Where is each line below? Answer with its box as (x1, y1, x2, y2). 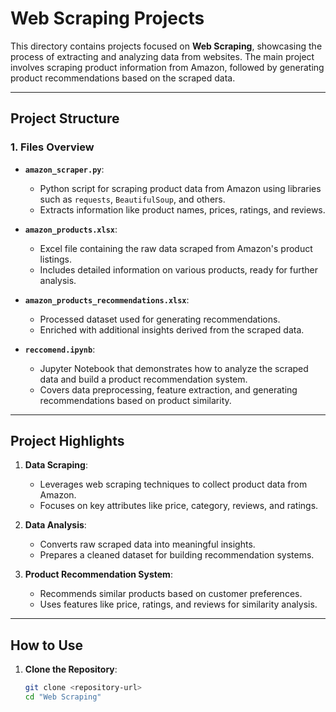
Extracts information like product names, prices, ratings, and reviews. (39, 203, 326, 216)
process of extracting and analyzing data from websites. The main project (10, 50, 315, 62)
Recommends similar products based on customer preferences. (39, 588, 303, 600)
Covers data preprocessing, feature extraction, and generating (39, 383, 298, 396)
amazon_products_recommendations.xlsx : (24, 293, 190, 306)
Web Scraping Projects (10, 7, 205, 30)
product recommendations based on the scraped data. (10, 72, 236, 84)
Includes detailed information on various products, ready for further (39, 263, 319, 276)
